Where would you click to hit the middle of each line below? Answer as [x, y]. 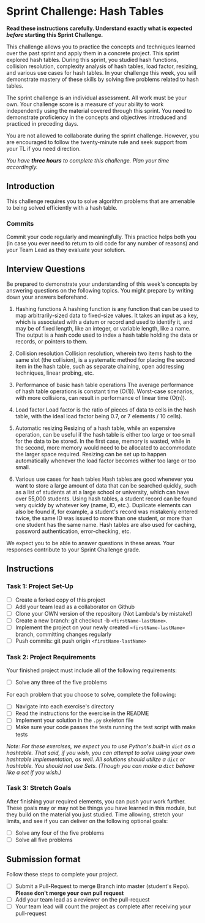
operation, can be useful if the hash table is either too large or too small [105, 434]
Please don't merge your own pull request [69, 893]
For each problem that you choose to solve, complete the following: [91, 695]
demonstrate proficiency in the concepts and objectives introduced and [97, 117]
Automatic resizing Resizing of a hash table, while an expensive [95, 428]
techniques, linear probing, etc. [54, 373]
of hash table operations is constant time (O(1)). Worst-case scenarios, [104, 391]
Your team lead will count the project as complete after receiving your [103, 906]
